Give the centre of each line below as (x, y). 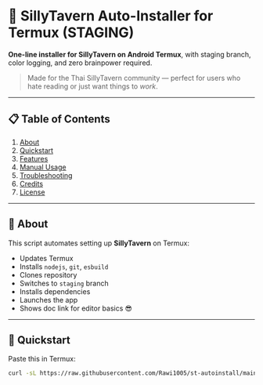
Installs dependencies (55, 291)
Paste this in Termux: (42, 359)
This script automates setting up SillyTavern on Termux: (99, 243)
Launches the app (49, 300)
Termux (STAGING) (71, 33)
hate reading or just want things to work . (92, 86)
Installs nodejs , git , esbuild (64, 267)
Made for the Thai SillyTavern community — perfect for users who (134, 78)
